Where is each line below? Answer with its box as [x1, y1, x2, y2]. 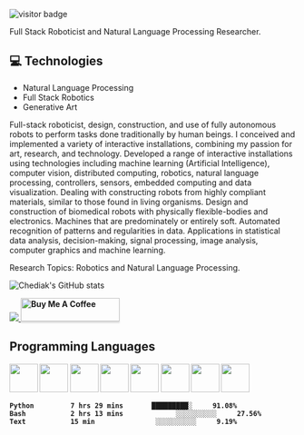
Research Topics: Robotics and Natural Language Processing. [9, 262, 240, 272]
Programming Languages [9, 339, 156, 354]
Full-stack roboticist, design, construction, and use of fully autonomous [9, 119, 277, 130]
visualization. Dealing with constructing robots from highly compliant [9, 186, 266, 197]
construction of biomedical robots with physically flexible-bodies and [9, 205, 269, 217]
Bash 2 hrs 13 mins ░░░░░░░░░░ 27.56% [9, 409, 261, 418]
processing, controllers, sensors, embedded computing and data [9, 177, 252, 188]
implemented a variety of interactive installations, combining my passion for [9, 138, 293, 149]
